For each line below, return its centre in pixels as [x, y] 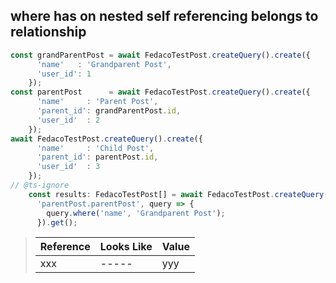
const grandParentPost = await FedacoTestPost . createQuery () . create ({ [160, 55]
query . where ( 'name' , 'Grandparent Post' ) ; [136, 213]
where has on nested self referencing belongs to [164, 16]
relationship [48, 32]
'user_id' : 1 [64, 74]
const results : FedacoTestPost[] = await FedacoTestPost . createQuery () [180, 194]
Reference [65, 247]
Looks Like [126, 247]
